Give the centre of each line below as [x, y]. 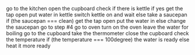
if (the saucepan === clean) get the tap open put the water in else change [96, 21]
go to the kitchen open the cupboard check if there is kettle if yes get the [95, 8]
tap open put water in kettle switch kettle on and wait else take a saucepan [97, 15]
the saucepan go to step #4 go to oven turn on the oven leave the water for [97, 27]
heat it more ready [29, 46]
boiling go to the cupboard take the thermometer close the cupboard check [98, 33]
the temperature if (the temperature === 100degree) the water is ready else [98, 39]
